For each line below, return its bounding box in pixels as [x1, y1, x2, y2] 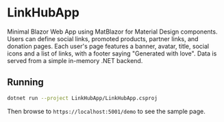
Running [7, 77, 45, 88]
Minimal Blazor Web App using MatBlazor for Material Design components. [7, 27, 218, 36]
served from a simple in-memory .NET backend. [7, 56, 143, 64]
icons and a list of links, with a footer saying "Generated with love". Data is [7, 49, 217, 58]
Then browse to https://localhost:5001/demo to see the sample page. [7, 107, 206, 115]
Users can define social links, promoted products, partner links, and [7, 34, 199, 42]
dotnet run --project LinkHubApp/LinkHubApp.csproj [7, 95, 158, 101]
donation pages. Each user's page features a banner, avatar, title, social [7, 42, 210, 50]
